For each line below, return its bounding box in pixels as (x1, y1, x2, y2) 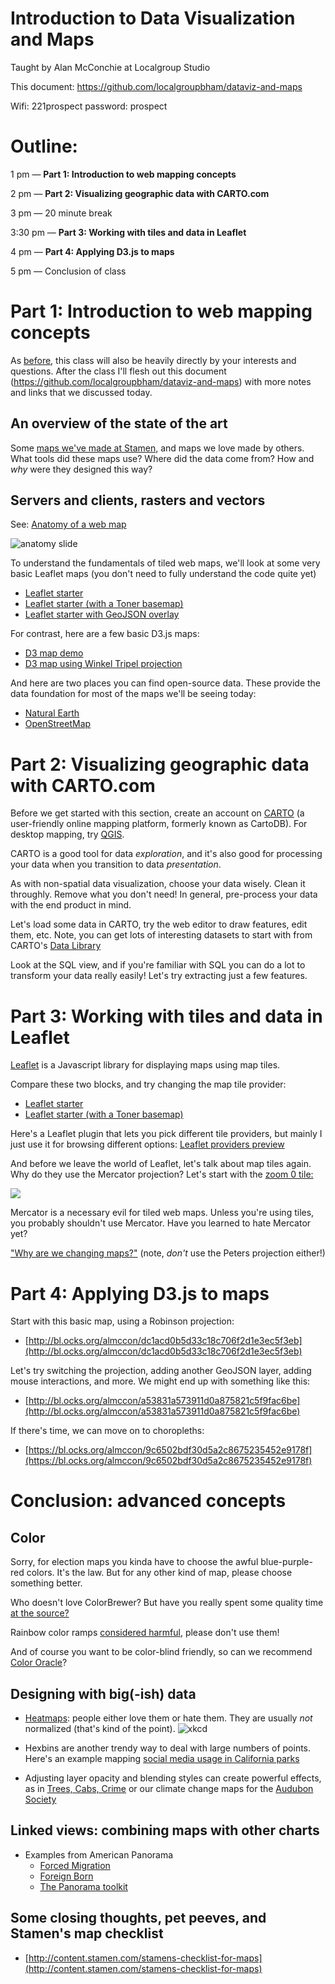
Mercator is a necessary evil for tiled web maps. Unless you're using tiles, (10, 1207, 315, 1219)
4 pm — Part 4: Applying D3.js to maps (10, 245, 175, 257)
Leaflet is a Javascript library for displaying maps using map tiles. (10, 1059, 281, 1071)
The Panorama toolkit (39, 1880, 128, 1892)
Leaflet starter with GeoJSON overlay (24, 608, 180, 621)
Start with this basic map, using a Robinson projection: (10, 1315, 235, 1327)
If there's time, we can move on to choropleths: (10, 1425, 205, 1437)
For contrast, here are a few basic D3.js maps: (10, 628, 200, 640)
